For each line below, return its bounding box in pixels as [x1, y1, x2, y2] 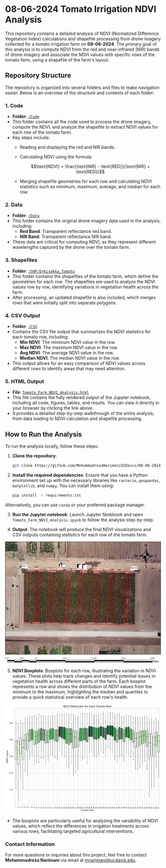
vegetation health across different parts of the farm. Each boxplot [12, 678, 146, 684]
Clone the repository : [12, 453, 57, 459]
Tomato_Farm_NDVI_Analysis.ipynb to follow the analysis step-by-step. [12, 517, 154, 523]
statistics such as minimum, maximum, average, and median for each [19, 184, 161, 190]
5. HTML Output [5, 378, 44, 385]
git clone [12, 463, 33, 468]
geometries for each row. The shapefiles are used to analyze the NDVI [12, 278, 156, 284]
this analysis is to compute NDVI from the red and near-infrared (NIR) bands [5, 46, 160, 52]
